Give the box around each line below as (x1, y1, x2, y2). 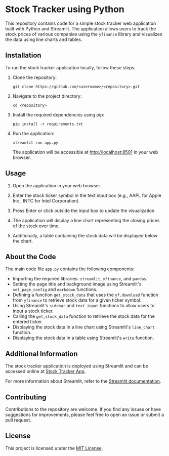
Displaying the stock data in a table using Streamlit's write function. (12, 335, 154, 341)
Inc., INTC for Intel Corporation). (12, 197, 80, 203)
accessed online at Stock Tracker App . (5, 368, 86, 375)
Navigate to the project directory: (12, 93, 82, 99)
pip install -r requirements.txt (12, 121, 83, 127)
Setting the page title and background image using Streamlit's (12, 281, 142, 287)
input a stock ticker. (12, 308, 54, 314)
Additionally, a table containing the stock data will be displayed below (12, 232, 158, 238)
